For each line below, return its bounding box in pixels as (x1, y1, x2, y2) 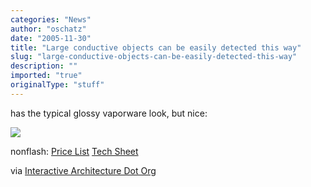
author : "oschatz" (10, 24, 87, 34)
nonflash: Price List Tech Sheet (10, 145, 139, 157)
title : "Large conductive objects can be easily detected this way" (10, 42, 302, 53)
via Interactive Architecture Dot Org (10, 164, 157, 176)
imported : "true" (10, 71, 83, 81)
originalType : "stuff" (10, 80, 105, 90)
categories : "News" (10, 14, 92, 25)
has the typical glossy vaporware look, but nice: (10, 107, 208, 119)
